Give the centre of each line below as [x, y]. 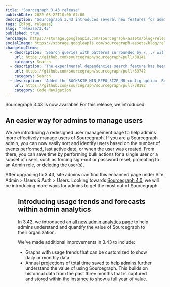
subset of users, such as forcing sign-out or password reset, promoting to [82, 160]
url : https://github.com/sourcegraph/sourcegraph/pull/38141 [80, 57]
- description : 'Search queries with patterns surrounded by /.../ [82, 52]
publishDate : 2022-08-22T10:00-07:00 [45, 15]
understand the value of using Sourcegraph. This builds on [87, 268]
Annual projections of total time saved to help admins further [88, 263]
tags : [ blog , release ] [29, 24]
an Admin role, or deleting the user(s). [45, 165]
